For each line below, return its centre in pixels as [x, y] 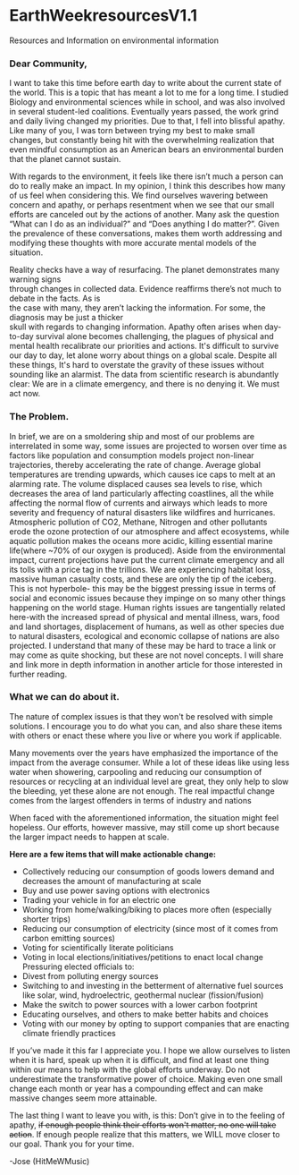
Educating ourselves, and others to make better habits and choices [145, 1014]
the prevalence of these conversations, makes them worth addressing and [146, 234]
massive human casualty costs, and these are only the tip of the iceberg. [143, 579]
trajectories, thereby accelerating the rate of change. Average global [135, 464]
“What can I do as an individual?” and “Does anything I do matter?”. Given [144, 224]
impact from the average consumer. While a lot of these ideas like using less [149, 762]
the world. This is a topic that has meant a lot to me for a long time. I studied [149, 93]
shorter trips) [46, 919]
